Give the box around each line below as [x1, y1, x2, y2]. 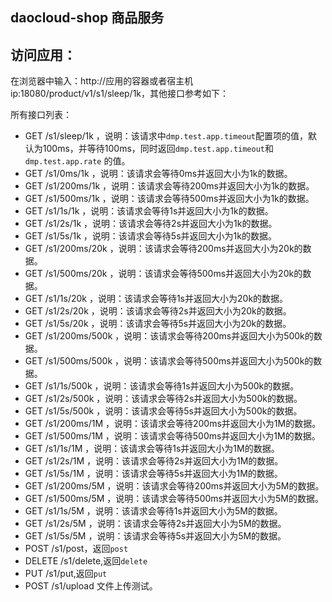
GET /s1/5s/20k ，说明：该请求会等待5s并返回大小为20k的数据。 [24, 318, 292, 330]
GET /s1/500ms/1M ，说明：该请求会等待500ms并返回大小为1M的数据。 [24, 430, 321, 442]
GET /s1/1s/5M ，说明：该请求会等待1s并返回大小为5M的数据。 [24, 505, 283, 517]
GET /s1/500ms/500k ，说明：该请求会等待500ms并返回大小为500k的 [24, 355, 314, 367]
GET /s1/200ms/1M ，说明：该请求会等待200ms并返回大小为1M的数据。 [24, 418, 322, 430]
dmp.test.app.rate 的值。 [24, 155, 131, 167]
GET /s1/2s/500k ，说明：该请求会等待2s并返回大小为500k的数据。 [24, 393, 303, 405]
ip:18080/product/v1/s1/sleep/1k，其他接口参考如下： [10, 88, 230, 100]
